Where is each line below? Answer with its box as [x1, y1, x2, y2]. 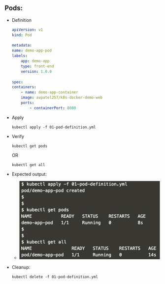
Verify [11, 133, 24, 139]
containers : [11, 85, 36, 90]
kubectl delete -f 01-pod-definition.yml [11, 274, 98, 279]
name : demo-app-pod [11, 48, 52, 53]
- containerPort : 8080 [30, 105, 76, 110]
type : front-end [21, 64, 54, 69]
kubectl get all [11, 162, 45, 167]
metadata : [11, 43, 33, 48]
